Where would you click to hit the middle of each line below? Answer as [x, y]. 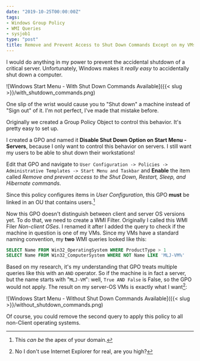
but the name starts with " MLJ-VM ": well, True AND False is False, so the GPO [99, 280]
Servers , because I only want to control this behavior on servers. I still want [99, 146]
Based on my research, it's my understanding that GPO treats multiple [92, 267]
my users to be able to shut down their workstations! [71, 152]
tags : [13, 17]
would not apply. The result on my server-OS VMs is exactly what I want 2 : [97, 286]
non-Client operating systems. [43, 322]
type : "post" [22, 39]
